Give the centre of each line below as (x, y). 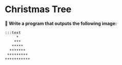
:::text (13, 32)
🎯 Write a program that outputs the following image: (61, 23)
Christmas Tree (38, 9)
